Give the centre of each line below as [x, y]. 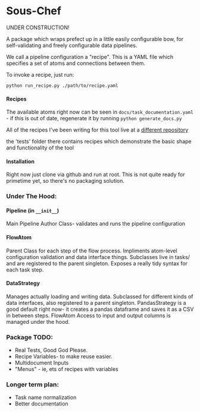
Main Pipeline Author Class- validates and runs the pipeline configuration [96, 224]
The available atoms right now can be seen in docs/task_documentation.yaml [100, 112]
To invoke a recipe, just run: [40, 74]
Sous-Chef [34, 11]
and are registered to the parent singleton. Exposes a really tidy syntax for [97, 263]
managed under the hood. [38, 322]
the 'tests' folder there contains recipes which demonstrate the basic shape [99, 142]
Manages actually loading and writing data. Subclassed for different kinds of [100, 296]
